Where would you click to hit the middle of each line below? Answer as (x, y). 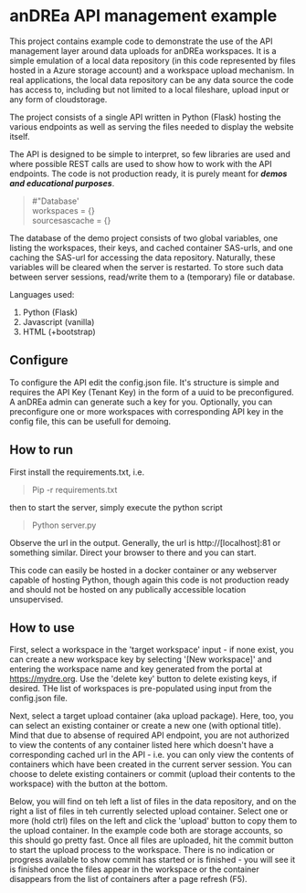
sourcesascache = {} (71, 220)
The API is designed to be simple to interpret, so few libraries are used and (150, 154)
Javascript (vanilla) (58, 321)
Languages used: (42, 294)
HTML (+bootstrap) (59, 331)
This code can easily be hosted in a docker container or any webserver (143, 570)
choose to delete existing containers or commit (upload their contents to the (153, 774)
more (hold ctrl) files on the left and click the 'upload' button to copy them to (153, 821)
